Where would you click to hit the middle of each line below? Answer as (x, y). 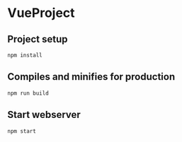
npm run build (28, 93)
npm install (25, 55)
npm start (22, 131)
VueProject (41, 13)
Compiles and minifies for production (91, 77)
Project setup (38, 39)
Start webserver (44, 115)
